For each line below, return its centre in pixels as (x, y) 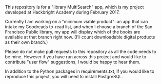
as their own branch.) (27, 42)
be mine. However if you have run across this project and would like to (76, 57)
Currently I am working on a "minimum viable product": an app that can (77, 22)
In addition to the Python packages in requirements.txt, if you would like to (80, 71)
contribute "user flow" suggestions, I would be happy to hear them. (73, 62)
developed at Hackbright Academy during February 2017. (62, 12)
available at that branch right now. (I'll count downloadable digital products (80, 37)
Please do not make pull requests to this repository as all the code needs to (81, 51)
